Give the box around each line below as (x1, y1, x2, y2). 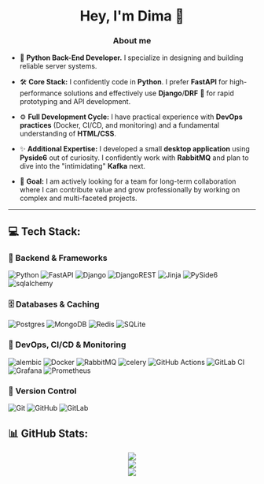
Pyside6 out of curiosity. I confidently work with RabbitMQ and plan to (19, 153, 249, 162)
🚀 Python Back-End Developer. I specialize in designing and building (19, 53, 244, 62)
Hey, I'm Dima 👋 (79, 7, 185, 25)
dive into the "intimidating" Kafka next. (19, 162, 146, 171)
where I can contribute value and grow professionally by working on (19, 185, 240, 195)
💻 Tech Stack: (8, 225, 81, 238)
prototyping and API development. (19, 97, 131, 106)
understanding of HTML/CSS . (19, 129, 116, 139)
